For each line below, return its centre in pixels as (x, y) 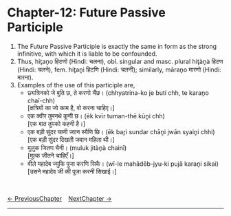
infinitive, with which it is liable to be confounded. (87, 54)
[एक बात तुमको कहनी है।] (56, 123)
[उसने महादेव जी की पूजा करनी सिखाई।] (72, 171)
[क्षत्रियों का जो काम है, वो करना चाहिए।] (71, 107)
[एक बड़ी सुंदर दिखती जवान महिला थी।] (71, 140)
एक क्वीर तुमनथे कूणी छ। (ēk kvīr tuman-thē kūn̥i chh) (96, 116)
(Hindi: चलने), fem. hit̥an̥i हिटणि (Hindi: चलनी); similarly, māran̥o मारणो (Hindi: (119, 69)
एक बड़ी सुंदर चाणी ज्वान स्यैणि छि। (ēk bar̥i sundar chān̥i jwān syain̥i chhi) (121, 131)
